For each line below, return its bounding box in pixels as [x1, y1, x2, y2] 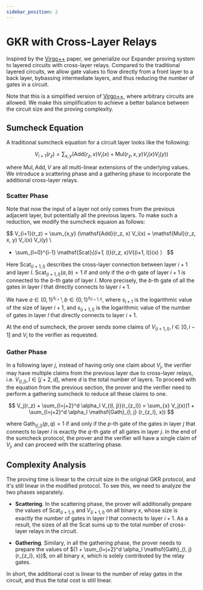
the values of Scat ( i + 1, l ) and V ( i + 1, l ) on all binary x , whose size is [14, 506, 178, 515]
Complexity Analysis [6, 459, 86, 470]
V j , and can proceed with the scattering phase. [6, 441, 123, 450]
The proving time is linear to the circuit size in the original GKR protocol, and [6, 476, 196, 483]
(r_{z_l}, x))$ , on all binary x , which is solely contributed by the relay [14, 552, 185, 559]
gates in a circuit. [6, 80, 50, 88]
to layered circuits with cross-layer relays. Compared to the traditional [6, 61, 180, 68]
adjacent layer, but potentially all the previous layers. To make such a [6, 212, 178, 219]
